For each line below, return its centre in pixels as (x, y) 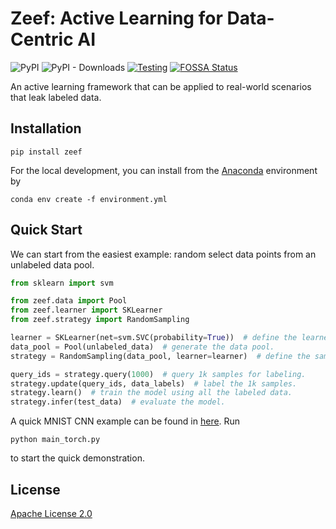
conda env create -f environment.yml (89, 199)
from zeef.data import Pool (69, 301)
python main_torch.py (55, 440)
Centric (42, 39)
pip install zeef (46, 152)
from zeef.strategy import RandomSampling (100, 320)
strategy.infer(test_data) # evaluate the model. (118, 402)
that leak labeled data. (56, 97)
